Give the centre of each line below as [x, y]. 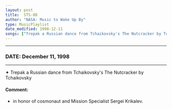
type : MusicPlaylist [27, 24]
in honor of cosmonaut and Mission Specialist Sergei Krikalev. [78, 101]
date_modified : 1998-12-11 [34, 29]
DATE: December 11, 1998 [38, 56]
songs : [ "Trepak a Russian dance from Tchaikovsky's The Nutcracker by [83, 34]
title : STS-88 [21, 15]
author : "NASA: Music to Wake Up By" [46, 19]
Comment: [17, 90]
